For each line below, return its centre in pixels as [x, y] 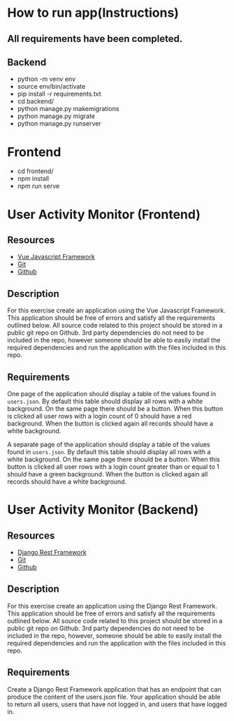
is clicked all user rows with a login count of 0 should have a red [100, 416]
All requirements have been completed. [95, 39]
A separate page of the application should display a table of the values [109, 444]
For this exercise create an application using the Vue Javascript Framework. [116, 311]
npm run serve [38, 186]
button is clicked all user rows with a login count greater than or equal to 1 [114, 467]
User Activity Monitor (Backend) [103, 510]
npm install [33, 179]
